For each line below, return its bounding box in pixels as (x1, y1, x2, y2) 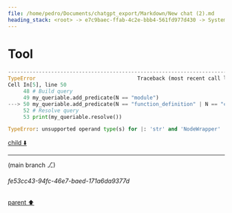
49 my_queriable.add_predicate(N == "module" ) (23, 94, 159, 101)
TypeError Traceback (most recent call (8, 75, 221, 82)
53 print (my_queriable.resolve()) (23, 113, 123, 120)
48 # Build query (23, 88, 73, 95)
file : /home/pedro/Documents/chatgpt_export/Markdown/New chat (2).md (8, 10, 215, 17)
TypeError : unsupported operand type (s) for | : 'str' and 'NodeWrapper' (8, 126, 221, 133)
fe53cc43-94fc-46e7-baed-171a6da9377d (8, 177, 130, 185)
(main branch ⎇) (8, 161, 56, 169)
